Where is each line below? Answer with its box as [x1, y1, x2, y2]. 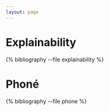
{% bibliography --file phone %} [5, 98, 87, 105]
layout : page [5, 9, 39, 15]
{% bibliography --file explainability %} [5, 56, 105, 63]
